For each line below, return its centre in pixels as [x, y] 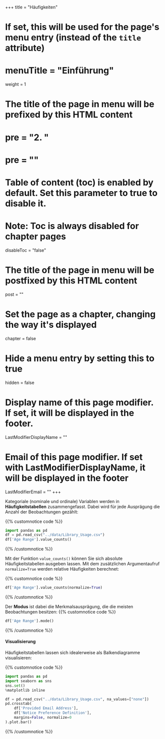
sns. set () [15, 686]
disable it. [26, 203]
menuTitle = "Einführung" [60, 71]
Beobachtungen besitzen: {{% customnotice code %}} [61, 612]
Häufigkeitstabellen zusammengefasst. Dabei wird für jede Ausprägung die [82, 506]
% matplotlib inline [25, 690]
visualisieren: [19, 658]
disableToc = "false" [26, 250]
